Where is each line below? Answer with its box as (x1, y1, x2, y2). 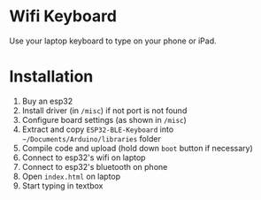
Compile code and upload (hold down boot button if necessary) (21, 142, 254, 153)
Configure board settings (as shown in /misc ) (21, 114, 188, 125)
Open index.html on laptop (21, 171, 121, 181)
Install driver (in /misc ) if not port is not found (21, 104, 188, 116)
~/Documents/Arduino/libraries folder (21, 133, 161, 143)
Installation (9, 66, 94, 87)
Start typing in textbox (21, 180, 104, 191)
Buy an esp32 (21, 96, 73, 106)
